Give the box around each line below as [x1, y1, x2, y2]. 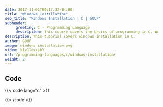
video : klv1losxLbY [5, 47, 45, 52]
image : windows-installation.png [5, 43, 73, 48]
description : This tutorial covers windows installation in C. [5, 34, 136, 39]
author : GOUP [5, 39, 32, 44]
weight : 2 [5, 57, 25, 61]
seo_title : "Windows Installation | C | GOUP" [5, 16, 101, 21]
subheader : [5, 20, 27, 26]
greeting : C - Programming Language [16, 25, 90, 30]
